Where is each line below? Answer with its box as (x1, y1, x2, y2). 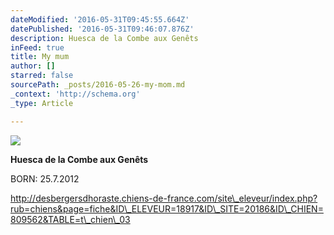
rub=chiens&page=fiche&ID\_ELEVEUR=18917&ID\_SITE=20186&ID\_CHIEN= (10, 202, 324, 215)
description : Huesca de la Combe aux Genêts (10, 33, 199, 43)
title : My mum (10, 52, 70, 62)
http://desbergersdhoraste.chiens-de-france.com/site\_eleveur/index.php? (10, 192, 318, 204)
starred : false (10, 71, 74, 81)
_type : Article (10, 98, 74, 108)
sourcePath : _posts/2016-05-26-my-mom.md (10, 80, 186, 90)
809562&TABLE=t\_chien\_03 (10, 213, 131, 225)
